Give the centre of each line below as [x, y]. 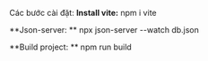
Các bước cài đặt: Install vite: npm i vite [83, 13]
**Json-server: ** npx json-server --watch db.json [104, 30]
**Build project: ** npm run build [70, 47]
